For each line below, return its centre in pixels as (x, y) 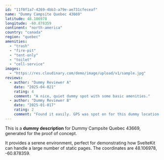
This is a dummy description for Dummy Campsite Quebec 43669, (73, 128)
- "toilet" (21, 60)
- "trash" (19, 46)
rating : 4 (24, 91)
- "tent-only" (24, 55)
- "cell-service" (27, 64)
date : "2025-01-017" (35, 105)
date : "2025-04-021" (35, 87)
